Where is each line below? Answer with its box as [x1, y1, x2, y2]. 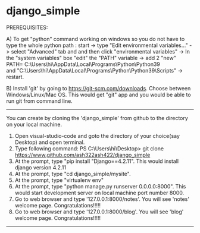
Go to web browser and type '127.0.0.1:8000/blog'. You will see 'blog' [14, 208, 184, 215]
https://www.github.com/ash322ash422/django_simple [14, 151, 151, 158]
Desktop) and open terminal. [14, 138, 85, 146]
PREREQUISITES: [6, 24, 48, 31]
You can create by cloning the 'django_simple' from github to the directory [6, 114, 189, 121]
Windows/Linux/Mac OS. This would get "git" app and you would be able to [6, 91, 192, 98]
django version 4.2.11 [14, 163, 67, 171]
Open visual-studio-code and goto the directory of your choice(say [14, 132, 180, 139]
